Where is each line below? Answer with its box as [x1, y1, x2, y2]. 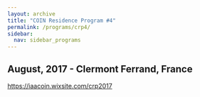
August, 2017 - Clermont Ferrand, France [7, 63, 193, 75]
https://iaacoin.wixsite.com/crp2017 [7, 81, 112, 90]
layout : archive [7, 10, 56, 18]
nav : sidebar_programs [14, 37, 81, 44]
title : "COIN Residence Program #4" [7, 17, 116, 24]
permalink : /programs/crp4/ [7, 23, 91, 30]
